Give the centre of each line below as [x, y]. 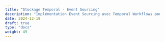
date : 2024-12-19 [23, 18]
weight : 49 [16, 32]
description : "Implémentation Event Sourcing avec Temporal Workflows [79, 14]
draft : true [17, 23]
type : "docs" [18, 28]
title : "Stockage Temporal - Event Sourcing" [52, 9]
